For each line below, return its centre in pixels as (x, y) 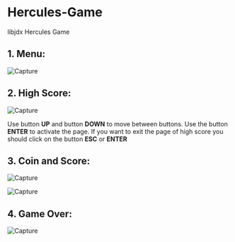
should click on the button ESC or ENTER (67, 139)
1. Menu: (27, 54)
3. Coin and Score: (49, 161)
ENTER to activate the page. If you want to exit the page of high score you (115, 131)
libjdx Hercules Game (39, 32)
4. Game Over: (40, 213)
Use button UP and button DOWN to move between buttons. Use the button (117, 123)
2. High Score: (39, 93)
